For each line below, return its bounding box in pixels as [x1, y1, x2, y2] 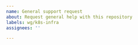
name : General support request [6, 8, 83, 15]
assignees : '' [6, 25, 41, 31]
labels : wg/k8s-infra [6, 19, 59, 25]
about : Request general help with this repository [6, 14, 133, 20]
